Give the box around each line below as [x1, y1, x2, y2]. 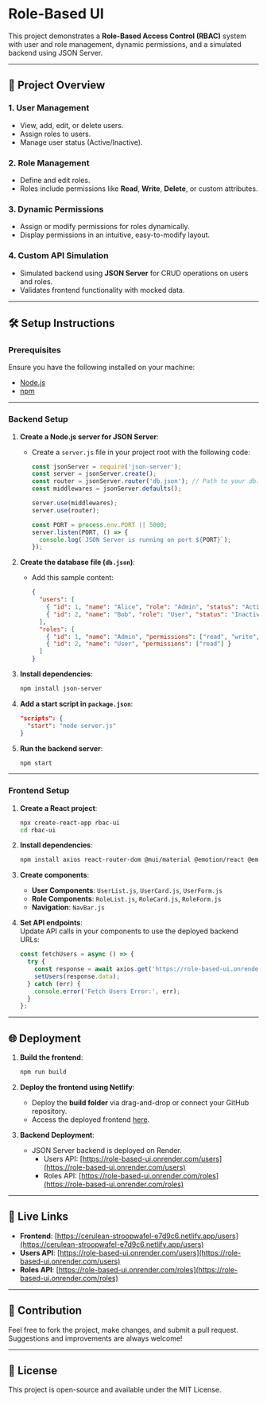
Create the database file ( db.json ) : [19, 558, 135, 567]
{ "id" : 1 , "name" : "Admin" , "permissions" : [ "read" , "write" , [46, 633, 261, 641]
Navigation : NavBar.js [31, 902, 105, 912]
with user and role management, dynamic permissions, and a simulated [8, 39, 242, 49]
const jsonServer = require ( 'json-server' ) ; [31, 462, 182, 470]
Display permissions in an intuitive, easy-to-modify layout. [19, 230, 211, 240]
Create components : [19, 870, 90, 880]
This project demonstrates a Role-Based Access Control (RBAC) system [8, 31, 247, 41]
